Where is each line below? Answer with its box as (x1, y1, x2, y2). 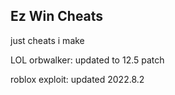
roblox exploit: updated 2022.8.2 (10, 73, 145, 85)
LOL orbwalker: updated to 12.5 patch (10, 54, 165, 66)
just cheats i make (10, 34, 85, 46)
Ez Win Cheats (10, 8, 104, 25)
